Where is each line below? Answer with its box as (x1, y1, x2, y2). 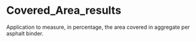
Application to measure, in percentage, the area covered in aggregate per (6, 23, 190, 31)
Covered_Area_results (6, 4, 121, 17)
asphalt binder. (6, 29, 44, 37)
